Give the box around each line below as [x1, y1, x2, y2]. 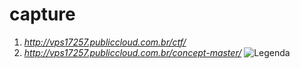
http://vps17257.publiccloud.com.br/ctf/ [23, 36, 187, 48]
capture [9, 3, 76, 26]
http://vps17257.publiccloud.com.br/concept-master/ [23, 46, 242, 58]
